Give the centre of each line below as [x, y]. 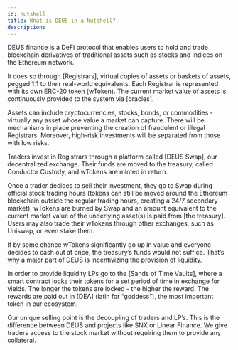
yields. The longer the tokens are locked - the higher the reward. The [108, 289]
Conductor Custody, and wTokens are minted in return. [88, 172]
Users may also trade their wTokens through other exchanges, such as [111, 223]
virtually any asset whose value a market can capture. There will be [106, 120]
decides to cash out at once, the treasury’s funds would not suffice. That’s [116, 253]
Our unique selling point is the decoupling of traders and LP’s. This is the [114, 318]
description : [27, 27]
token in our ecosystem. [43, 304]
